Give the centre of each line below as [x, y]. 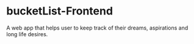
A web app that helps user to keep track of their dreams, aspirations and [97, 28]
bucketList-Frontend [60, 11]
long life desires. [27, 34]
